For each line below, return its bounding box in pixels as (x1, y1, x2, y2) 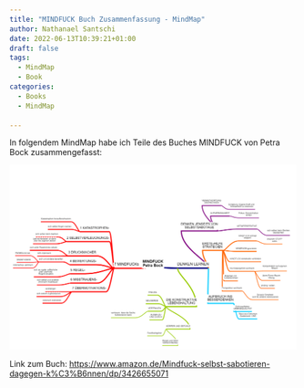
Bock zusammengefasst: (9, 147, 103, 158)
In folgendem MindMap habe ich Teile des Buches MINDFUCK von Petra (9, 137, 280, 148)
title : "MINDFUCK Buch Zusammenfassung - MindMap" (9, 15, 206, 24)
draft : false (9, 44, 59, 53)
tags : (9, 53, 30, 63)
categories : (9, 82, 55, 91)
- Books (17, 91, 47, 100)
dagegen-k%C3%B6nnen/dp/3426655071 (9, 368, 169, 379)
